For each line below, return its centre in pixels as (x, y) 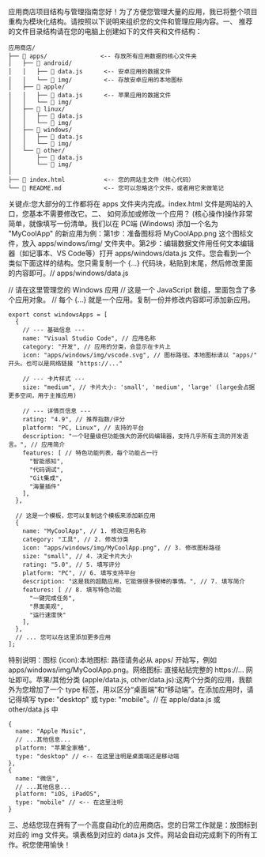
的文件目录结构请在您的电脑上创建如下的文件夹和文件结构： (105, 31)
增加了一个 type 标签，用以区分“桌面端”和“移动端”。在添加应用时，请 (141, 689)
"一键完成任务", (52, 598)
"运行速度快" (47, 615)
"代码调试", (46, 470)
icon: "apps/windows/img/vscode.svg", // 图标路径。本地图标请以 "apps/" (140, 355)
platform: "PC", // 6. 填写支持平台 (79, 573)
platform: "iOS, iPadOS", (58, 794)
